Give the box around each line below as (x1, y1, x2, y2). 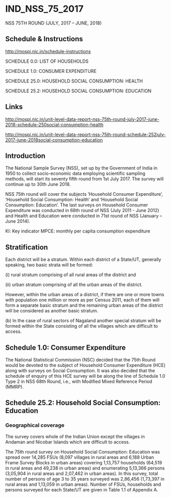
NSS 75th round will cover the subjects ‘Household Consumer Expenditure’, (5, 191, 163, 197)
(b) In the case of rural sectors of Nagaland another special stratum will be (5, 318, 161, 324)
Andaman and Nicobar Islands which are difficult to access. (5, 439, 130, 445)
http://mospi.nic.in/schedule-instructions (5, 48, 91, 54)
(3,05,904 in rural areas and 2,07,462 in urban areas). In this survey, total (5, 470, 158, 477)
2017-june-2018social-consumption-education (5, 137, 103, 143)
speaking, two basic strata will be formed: (5, 262, 93, 268)
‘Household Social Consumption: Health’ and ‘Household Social (5, 197, 138, 203)
